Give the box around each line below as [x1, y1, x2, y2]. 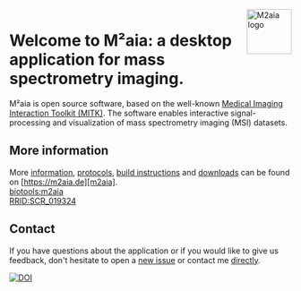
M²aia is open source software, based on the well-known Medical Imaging [9, 98, 284, 108]
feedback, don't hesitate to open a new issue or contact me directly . [9, 254, 262, 265]
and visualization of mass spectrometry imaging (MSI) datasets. [52, 116, 288, 128]
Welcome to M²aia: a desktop [9, 30, 233, 51]
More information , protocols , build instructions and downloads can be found [9, 167, 290, 177]
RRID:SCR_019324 [9, 195, 77, 206]
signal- [230, 107, 257, 118]
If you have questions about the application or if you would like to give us [9, 245, 279, 256]
